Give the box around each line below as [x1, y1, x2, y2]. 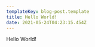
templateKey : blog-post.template [6, 8, 90, 15]
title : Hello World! [6, 14, 58, 20]
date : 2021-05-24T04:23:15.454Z [6, 19, 87, 25]
